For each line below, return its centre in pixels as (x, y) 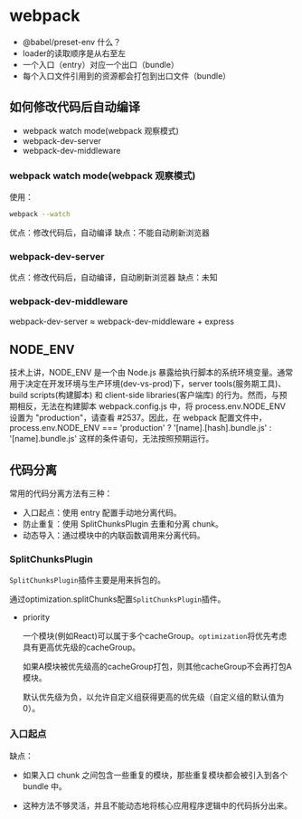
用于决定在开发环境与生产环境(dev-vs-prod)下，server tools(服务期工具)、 (148, 384)
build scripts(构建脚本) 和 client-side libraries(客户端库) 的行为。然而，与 (145, 395)
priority (36, 617)
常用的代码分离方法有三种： (61, 493)
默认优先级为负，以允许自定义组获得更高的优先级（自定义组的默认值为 (153, 697)
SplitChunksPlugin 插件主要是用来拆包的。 (87, 580)
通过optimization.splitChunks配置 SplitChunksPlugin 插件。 (118, 599)
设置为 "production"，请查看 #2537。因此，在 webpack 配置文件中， (138, 418)
